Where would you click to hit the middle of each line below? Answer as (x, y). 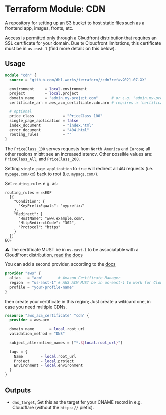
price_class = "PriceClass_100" (56, 116)
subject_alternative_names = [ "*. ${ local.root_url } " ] (66, 343)
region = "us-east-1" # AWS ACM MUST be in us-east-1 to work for (81, 283)
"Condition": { (30, 202)
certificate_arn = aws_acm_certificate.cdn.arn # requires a (74, 103)
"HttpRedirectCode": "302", (47, 223)
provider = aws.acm (30, 320)
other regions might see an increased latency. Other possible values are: (79, 154)
